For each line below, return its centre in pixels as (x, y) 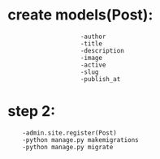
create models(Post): (80, 15)
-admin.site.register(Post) (69, 133)
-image (91, 58)
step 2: (32, 112)
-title (91, 43)
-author (93, 37)
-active (93, 65)
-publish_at (100, 79)
